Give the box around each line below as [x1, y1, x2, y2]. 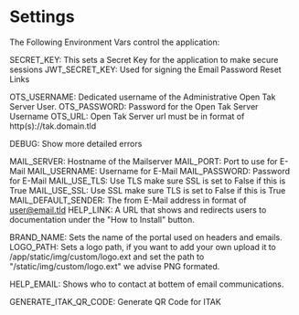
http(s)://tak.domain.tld [9, 121, 97, 131]
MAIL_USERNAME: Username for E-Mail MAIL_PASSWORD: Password [27, 165, 291, 176]
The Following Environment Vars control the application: [9, 37, 220, 47]
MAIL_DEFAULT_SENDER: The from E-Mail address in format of [9, 194, 247, 205]
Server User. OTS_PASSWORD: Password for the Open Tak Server [9, 100, 259, 111]
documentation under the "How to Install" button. [9, 214, 195, 225]
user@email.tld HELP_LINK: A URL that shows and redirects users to [9, 204, 267, 215]
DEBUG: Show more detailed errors [9, 138, 143, 149]
